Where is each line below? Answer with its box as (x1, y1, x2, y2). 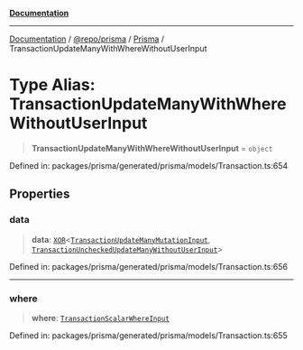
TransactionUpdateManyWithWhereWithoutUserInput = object (31, 143, 273, 153)
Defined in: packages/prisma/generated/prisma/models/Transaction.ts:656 (9, 261, 289, 272)
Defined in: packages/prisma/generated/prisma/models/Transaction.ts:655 (9, 329, 289, 341)
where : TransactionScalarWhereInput (31, 312, 170, 323)
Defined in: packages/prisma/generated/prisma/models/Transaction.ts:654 (9, 160, 289, 170)
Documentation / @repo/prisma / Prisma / (9, 33, 165, 44)
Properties (9, 187, 70, 202)
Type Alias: (9, 75, 96, 96)
